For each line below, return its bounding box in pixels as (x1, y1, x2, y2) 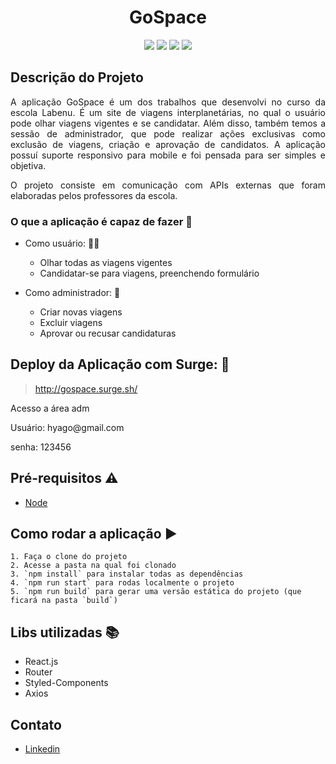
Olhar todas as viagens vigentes (39, 257, 173, 269)
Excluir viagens (39, 317, 103, 329)
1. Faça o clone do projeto (10, 552, 128, 562)
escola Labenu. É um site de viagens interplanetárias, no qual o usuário (10, 106, 326, 118)
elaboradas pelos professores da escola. (10, 189, 178, 201)
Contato (10, 716, 62, 733)
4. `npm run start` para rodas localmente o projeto (10, 578, 235, 588)
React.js (24, 656, 59, 668)
